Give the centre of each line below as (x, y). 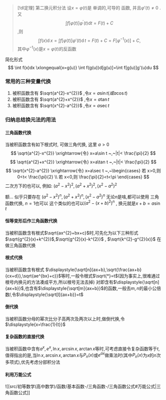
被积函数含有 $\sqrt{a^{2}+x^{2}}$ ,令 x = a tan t (61, 100)
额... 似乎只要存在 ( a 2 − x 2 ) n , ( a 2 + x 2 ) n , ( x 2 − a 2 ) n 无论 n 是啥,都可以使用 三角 (82, 196)
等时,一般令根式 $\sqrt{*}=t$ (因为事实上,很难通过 (111, 275)
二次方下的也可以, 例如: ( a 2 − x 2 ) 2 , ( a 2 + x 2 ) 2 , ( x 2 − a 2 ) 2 (61, 185)
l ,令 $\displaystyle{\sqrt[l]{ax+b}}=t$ (47, 294)
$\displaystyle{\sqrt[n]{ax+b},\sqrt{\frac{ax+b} (94, 269)
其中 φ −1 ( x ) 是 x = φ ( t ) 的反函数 (47, 48)
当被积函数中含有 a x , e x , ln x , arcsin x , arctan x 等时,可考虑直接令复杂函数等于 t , (83, 348)
